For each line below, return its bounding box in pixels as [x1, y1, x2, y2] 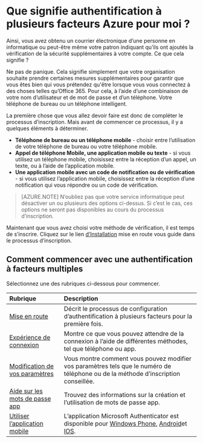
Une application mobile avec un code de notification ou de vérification [14, 168, 195, 176]
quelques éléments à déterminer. [6, 124, 89, 132]
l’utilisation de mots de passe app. [63, 398, 160, 406]
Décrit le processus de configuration [63, 304, 168, 312]
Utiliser [9, 412, 30, 420]
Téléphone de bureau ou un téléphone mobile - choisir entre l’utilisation [14, 136, 196, 143]
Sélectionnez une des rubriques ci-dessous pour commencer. [6, 280, 160, 287]
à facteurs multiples [6, 264, 83, 274]
